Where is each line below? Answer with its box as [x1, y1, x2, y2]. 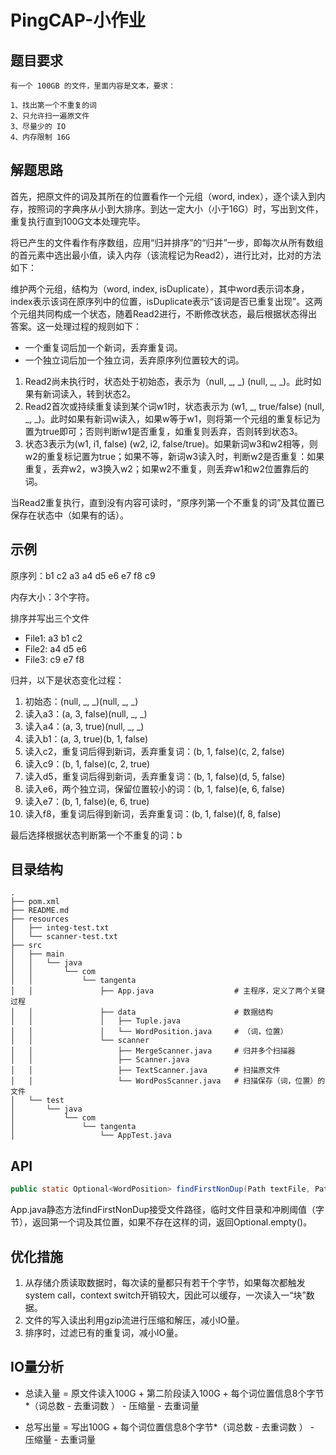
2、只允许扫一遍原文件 [10, 111, 90, 121]
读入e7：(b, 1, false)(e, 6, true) [24, 795, 150, 807]
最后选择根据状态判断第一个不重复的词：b [10, 829, 183, 841]
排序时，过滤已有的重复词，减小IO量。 [24, 1326, 184, 1338]
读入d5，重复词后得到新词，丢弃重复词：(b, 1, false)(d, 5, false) [24, 770, 286, 782]
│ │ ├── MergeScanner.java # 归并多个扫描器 [10, 1046, 296, 1056]
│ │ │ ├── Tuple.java [10, 1016, 182, 1026]
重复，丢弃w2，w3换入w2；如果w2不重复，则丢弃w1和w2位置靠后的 [24, 462, 310, 475]
